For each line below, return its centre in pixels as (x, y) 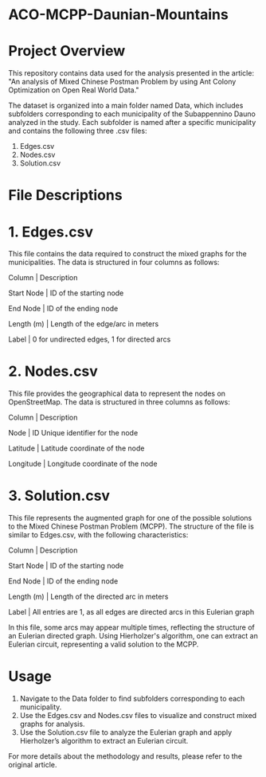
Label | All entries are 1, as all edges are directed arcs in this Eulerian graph (131, 612)
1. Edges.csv (51, 232)
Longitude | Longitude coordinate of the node (83, 464)
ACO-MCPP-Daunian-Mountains (118, 15)
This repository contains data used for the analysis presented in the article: (131, 73)
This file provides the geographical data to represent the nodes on (117, 394)
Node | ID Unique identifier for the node (73, 433)
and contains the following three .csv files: (78, 131)
